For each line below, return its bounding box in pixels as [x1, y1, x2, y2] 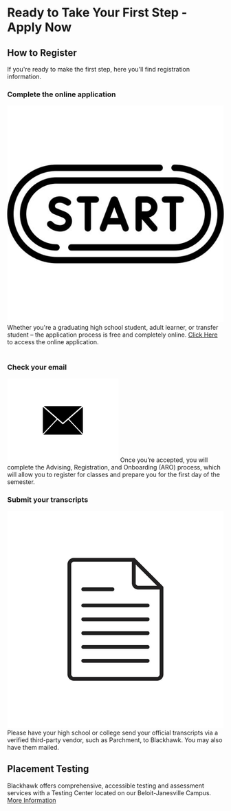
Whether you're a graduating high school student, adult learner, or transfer [7, 324, 219, 332]
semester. [7, 477, 36, 486]
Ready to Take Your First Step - [7, 5, 188, 21]
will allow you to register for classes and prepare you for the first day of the [7, 470, 220, 478]
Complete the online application [7, 89, 116, 99]
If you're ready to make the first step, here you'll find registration [7, 65, 190, 73]
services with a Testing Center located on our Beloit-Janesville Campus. [7, 788, 212, 797]
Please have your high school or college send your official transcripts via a [7, 728, 219, 737]
